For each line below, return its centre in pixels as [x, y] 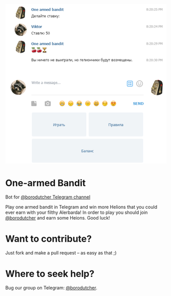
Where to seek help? [50, 274]
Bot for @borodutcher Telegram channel [48, 197]
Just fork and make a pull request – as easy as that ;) [61, 253]
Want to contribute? [49, 239]
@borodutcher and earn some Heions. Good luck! [58, 218]
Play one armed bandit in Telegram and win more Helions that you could [81, 207]
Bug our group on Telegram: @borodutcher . [51, 288]
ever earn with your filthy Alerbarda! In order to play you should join [77, 212]
